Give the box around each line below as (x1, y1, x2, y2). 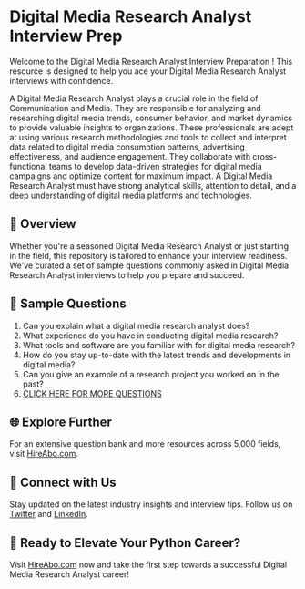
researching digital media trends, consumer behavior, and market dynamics (9, 112, 293, 123)
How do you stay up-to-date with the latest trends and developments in (22, 349, 291, 360)
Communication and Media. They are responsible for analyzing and (9, 102, 261, 113)
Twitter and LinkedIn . (9, 509, 88, 520)
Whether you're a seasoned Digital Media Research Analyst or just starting (9, 240, 290, 252)
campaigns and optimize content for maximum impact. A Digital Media (9, 170, 273, 181)
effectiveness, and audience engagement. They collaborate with (9, 150, 251, 161)
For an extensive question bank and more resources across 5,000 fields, (9, 439, 281, 449)
